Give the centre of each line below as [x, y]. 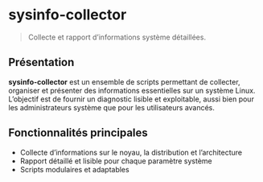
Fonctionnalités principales [78, 133]
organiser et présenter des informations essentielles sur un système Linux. [132, 90]
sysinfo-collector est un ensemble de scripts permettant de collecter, [124, 81]
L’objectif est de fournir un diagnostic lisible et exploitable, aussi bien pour [131, 99]
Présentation [41, 62]
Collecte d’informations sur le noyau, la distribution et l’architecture [131, 152]
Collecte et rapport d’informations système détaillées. [117, 37]
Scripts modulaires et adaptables [75, 169]
